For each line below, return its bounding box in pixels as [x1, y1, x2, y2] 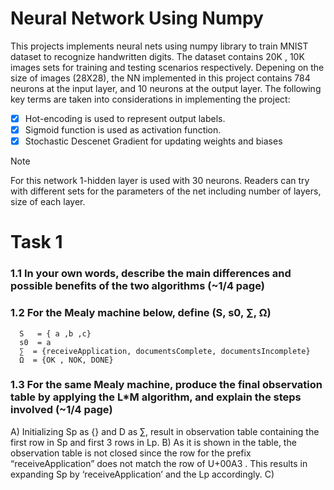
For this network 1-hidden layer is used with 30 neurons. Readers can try [10, 175, 310, 187]
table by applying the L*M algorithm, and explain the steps [10, 390, 302, 404]
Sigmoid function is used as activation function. [24, 124, 222, 136]
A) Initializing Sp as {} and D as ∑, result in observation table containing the [10, 425, 320, 437]
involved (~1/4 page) [10, 403, 113, 417]
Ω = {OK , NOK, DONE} [19, 355, 114, 365]
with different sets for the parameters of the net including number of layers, [10, 185, 322, 197]
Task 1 [10, 231, 63, 254]
